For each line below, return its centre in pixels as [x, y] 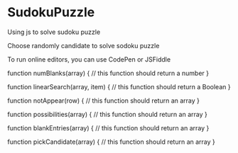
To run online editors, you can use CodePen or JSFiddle [89, 59]
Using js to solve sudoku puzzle [54, 32]
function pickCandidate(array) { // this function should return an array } [111, 142]
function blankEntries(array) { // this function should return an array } [108, 127]
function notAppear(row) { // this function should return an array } [104, 101]
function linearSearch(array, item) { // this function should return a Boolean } [119, 86]
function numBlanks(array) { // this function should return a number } [108, 73]
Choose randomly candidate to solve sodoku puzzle [83, 45]
